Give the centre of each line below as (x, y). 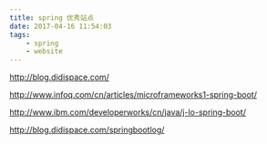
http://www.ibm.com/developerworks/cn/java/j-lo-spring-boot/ (128, 112)
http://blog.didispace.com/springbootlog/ (87, 130)
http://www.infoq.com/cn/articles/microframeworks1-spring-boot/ (133, 95)
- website (45, 52)
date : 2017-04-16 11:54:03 (61, 26)
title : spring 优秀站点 (51, 18)
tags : (20, 34)
